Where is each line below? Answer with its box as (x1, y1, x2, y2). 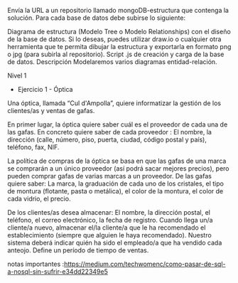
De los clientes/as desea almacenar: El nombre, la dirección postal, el (7, 208, 211, 216)
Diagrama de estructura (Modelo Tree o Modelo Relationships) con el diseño (7, 28, 231, 36)
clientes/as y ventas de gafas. (7, 107, 95, 114)
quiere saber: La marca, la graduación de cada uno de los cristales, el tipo (7, 179, 224, 188)
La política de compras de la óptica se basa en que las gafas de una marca (7, 156, 227, 165)
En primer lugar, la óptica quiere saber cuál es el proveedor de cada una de (7, 120, 228, 129)
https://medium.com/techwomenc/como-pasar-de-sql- (63, 260, 226, 268)
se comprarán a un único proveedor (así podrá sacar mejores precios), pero (7, 164, 229, 173)
